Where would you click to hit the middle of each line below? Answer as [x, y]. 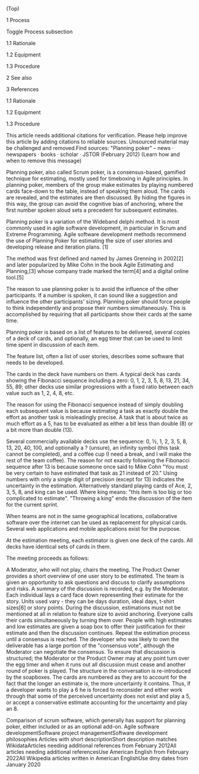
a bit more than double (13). [40, 430]
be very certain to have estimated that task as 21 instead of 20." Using [92, 473]
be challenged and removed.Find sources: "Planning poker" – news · [90, 148]
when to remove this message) [44, 161]
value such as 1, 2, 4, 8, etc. [40, 393]
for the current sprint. [32, 504]
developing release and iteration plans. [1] [57, 247]
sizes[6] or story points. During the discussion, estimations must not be [94, 607]
